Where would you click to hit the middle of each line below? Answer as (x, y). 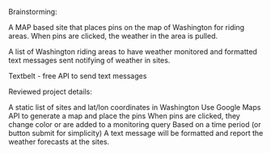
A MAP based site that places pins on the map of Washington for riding (127, 27)
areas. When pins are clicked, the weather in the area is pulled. (113, 36)
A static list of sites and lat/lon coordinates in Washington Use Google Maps (135, 107)
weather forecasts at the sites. (59, 142)
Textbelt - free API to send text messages (78, 76)
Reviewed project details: (51, 91)
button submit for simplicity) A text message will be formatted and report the (136, 133)
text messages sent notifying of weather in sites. (89, 60)
